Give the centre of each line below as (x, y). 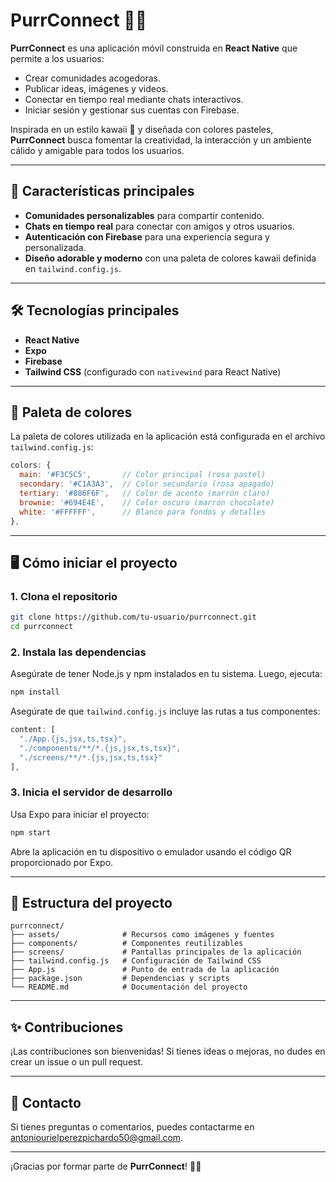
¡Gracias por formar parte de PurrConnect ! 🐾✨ (106, 1166)
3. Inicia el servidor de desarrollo (91, 792)
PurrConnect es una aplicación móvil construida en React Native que (154, 48)
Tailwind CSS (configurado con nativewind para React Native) (153, 371)
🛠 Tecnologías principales (95, 310)
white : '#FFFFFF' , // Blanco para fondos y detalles (143, 512)
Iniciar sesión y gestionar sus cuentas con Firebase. (132, 110)
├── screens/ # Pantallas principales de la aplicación (156, 952)
